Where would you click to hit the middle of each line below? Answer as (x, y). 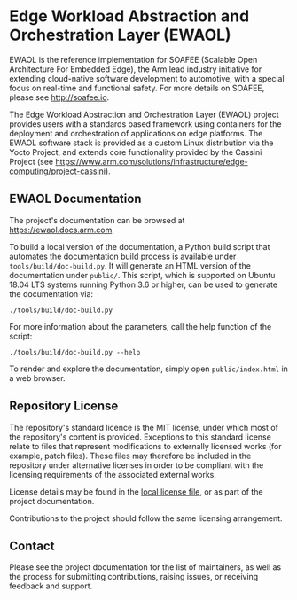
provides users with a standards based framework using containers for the (145, 124)
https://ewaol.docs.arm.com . (62, 230)
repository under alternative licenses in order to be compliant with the (137, 465)
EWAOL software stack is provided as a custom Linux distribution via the (141, 143)
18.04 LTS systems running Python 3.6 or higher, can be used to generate (143, 284)
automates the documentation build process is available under (123, 256)
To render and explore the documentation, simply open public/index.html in (148, 369)
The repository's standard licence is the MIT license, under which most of (144, 427)
